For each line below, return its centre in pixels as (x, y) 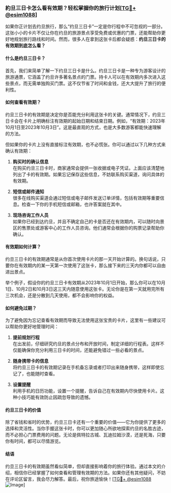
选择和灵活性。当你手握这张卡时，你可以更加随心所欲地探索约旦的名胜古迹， (85, 428)
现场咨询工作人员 (31, 215)
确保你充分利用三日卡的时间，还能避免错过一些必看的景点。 (84, 350)
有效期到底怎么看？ (25, 46)
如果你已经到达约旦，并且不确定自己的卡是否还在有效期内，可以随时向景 (88, 221)
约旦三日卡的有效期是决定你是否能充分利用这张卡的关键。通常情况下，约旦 (83, 114)
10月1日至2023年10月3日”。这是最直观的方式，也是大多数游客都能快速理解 (83, 127)
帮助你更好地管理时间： (34, 326)
